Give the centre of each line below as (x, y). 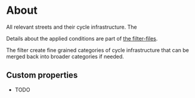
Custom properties (42, 75)
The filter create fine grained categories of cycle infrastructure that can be (97, 50)
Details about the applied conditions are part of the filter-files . (82, 38)
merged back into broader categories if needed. (65, 56)
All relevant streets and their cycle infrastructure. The (72, 27)
